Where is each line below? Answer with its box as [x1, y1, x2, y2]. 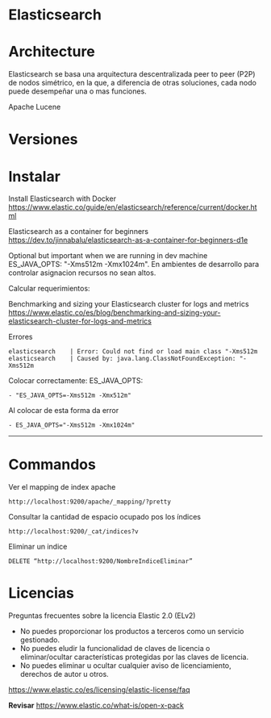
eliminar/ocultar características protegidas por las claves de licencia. [19, 652, 248, 662]
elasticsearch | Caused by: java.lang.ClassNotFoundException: [8, 355, 236, 363]
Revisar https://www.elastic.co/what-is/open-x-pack [8, 700, 184, 711]
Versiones [8, 131, 78, 148]
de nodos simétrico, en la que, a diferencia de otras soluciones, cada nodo [8, 78, 256, 88]
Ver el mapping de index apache [8, 482, 116, 492]
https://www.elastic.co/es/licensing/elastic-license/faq [8, 685, 191, 695]
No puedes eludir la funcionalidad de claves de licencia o [19, 644, 211, 653]
